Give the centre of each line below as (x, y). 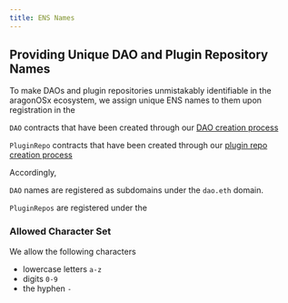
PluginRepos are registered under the (79, 208)
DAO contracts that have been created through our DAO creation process (144, 127)
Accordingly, (33, 173)
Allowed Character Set (60, 231)
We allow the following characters (73, 251)
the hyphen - (47, 288)
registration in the (42, 110)
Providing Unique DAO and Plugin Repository (139, 55)
